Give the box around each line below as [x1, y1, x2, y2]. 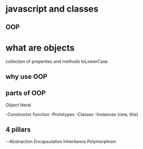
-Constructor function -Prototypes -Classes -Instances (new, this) [5, 111, 139, 117]
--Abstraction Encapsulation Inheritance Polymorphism [5, 138, 116, 144]
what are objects [5, 42, 75, 53]
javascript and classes [5, 3, 99, 15]
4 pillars [5, 126, 31, 134]
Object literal [5, 102, 31, 108]
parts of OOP [5, 89, 46, 97]
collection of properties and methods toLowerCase [5, 58, 108, 64]
